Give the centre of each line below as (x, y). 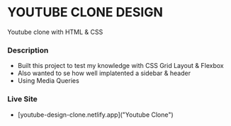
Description (28, 50)
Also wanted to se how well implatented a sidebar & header (104, 73)
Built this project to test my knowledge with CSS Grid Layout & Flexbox (121, 66)
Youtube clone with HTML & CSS (55, 32)
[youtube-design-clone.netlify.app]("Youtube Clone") (95, 115)
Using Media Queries (48, 81)
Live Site (22, 99)
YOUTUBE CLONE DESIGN (85, 12)
